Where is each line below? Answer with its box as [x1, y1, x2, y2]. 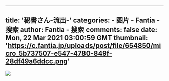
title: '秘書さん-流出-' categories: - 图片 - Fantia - [5, 16, 160, 25]
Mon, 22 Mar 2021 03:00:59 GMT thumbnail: [5, 34, 148, 42]
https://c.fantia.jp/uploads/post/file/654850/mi [7, 41, 161, 50]
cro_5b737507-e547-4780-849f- [5, 49, 112, 58]
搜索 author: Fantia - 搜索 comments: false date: [5, 26, 157, 34]
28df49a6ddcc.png [5, 57, 68, 66]
